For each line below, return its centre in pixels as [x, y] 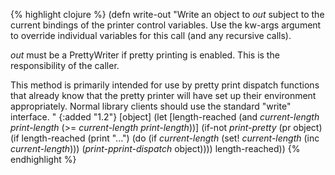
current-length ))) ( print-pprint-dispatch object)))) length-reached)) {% [155, 148]
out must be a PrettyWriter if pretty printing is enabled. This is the [145, 55]
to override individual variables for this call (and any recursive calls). [151, 35]
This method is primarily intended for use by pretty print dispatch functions [165, 85]
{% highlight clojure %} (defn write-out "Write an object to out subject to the [167, 14]
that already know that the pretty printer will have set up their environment [163, 95]
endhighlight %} [43, 159]
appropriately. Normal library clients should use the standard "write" [151, 106]
